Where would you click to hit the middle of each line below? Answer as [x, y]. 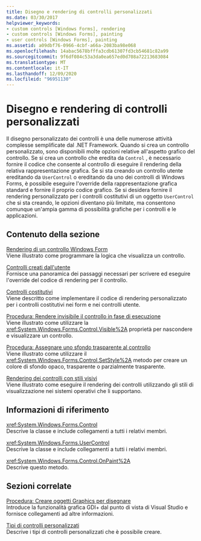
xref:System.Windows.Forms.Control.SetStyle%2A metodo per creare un [97, 360]
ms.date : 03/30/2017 [32, 18]
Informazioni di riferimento [58, 410]
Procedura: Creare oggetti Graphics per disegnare [69, 501]
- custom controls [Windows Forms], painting [64, 34]
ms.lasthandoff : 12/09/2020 [42, 74]
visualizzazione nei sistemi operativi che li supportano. [74, 391]
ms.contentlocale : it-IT [37, 68]
